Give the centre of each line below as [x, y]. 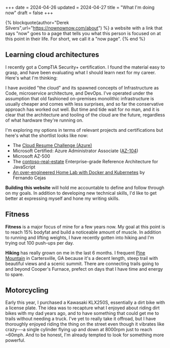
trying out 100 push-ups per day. [40, 243]
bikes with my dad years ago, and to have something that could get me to [82, 313]
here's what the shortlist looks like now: [47, 135]
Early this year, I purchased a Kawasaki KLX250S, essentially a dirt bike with [85, 303]
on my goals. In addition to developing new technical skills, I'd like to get [81, 193]
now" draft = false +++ [29, 13]
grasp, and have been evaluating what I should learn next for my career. [81, 72]
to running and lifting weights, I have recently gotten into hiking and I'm [80, 237]
